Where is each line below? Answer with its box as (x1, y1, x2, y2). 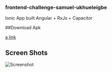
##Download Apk (5, 25, 41, 31)
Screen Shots (5, 48, 48, 57)
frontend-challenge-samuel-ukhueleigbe (5, 4, 107, 11)
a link (5, 34, 16, 40)
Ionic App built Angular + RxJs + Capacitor (5, 15, 93, 21)
